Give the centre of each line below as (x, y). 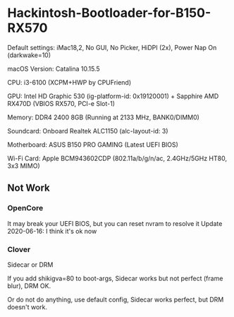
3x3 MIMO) (24, 166)
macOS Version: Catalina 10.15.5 (54, 68)
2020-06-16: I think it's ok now (52, 231)
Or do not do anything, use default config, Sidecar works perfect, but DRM (116, 299)
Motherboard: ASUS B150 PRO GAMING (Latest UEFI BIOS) (93, 144)
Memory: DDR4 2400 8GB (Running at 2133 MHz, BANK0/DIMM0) (103, 117)
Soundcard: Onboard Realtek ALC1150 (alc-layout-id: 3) (88, 131)
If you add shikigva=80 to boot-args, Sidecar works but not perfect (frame (115, 278)
